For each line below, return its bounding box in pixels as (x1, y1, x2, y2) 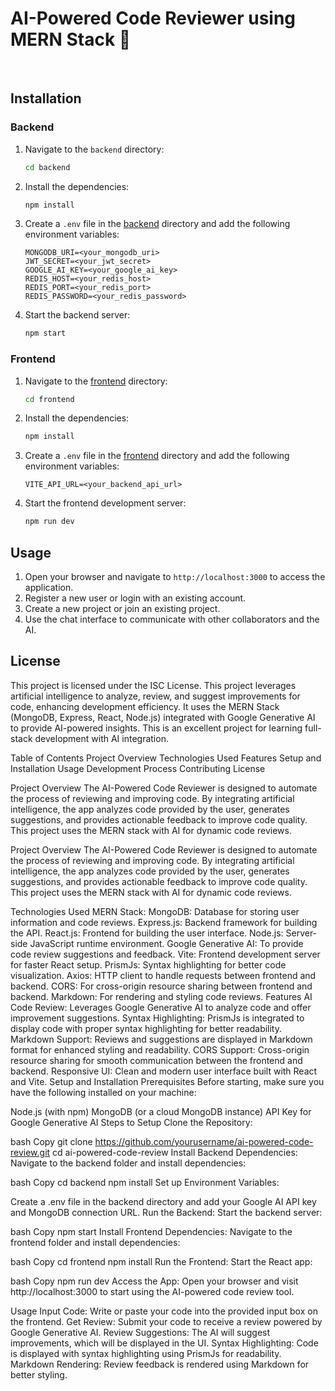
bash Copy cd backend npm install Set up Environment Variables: (10, 1176, 280, 1188)
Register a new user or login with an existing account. (24, 592, 247, 604)
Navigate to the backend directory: (24, 143, 165, 155)
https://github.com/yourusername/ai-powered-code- (94, 1135, 314, 1147)
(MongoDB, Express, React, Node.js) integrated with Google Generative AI (10, 711, 316, 723)
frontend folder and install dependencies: (10, 1236, 181, 1248)
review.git (10, 1146, 51, 1158)
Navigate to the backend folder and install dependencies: (10, 1157, 247, 1169)
